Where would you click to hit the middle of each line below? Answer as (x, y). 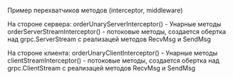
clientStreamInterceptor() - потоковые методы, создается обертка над (113, 60)
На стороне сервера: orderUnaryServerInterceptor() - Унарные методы (114, 24)
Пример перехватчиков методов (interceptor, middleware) (95, 10)
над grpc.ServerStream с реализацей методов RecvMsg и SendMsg (109, 39)
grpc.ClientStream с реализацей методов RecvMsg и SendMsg (102, 68)
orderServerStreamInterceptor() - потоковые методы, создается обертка (117, 32)
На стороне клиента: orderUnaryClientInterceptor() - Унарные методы (113, 53)
